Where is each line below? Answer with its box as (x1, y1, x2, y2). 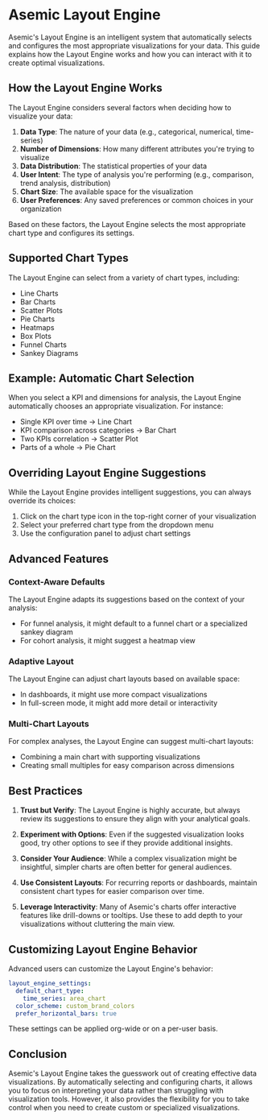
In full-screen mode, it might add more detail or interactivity (19, 698, 218, 708)
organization (19, 204, 62, 213)
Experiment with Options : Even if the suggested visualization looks (19, 829, 245, 839)
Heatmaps (19, 322, 55, 332)
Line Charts (19, 288, 59, 298)
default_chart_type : (15, 986, 85, 995)
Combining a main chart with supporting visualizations (19, 752, 201, 762)
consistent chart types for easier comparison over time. (19, 886, 205, 896)
